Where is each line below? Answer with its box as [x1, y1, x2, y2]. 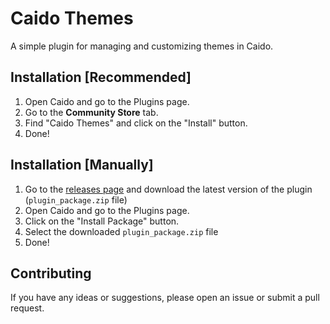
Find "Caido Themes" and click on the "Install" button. [24, 117, 248, 129]
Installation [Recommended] [10, 69, 192, 86]
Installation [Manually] [10, 157, 154, 174]
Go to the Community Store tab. [24, 106, 159, 118]
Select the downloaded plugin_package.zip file [24, 225, 219, 237]
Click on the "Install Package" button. [24, 215, 180, 227]
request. [10, 302, 45, 314]
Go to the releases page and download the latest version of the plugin [24, 183, 313, 195]
